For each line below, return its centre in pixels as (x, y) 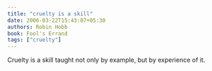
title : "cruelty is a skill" (50, 14)
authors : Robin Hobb (38, 27)
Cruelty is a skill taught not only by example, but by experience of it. (106, 60)
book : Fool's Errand (38, 33)
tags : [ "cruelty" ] (34, 40)
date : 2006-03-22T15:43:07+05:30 (57, 20)
